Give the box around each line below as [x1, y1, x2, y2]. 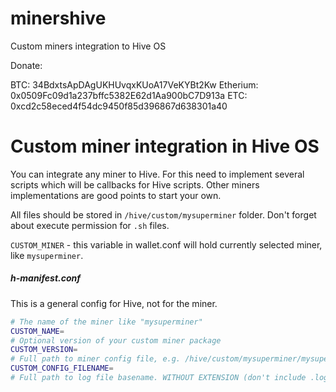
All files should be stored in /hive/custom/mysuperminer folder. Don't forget [10, 208, 317, 221]
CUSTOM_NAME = [10, 326, 65, 336]
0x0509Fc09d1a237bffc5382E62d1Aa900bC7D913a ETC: [10, 89, 248, 101]
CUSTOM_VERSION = [10, 345, 78, 355]
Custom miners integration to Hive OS [10, 40, 167, 52]
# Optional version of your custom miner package [10, 335, 222, 346]
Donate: [10, 59, 43, 71]
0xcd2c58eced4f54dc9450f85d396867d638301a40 [10, 100, 228, 112]
